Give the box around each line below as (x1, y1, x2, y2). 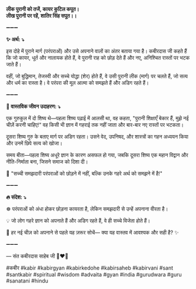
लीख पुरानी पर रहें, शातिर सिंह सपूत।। (6, 12, 77, 19)
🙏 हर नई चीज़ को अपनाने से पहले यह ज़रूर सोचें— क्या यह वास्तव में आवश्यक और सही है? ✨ (6, 229, 180, 236)
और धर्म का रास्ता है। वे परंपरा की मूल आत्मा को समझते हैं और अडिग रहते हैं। (6, 80, 149, 86)
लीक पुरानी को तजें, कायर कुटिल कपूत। (6, 6, 79, 12)
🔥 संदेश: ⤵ (6, 193, 26, 201)
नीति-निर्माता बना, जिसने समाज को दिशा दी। (6, 158, 88, 165)
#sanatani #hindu (6, 277, 49, 284)
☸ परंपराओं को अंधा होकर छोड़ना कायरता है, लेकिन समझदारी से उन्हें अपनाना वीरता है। (6, 205, 168, 212)
